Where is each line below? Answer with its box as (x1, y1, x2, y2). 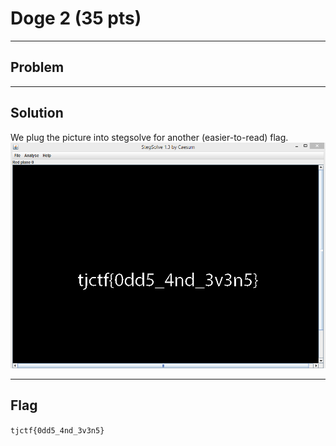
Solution (10, 105, 64, 122)
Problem (10, 59, 65, 76)
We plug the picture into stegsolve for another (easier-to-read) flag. (10, 131, 289, 143)
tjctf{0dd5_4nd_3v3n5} (10, 425, 105, 436)
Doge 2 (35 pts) (10, 7, 142, 30)
